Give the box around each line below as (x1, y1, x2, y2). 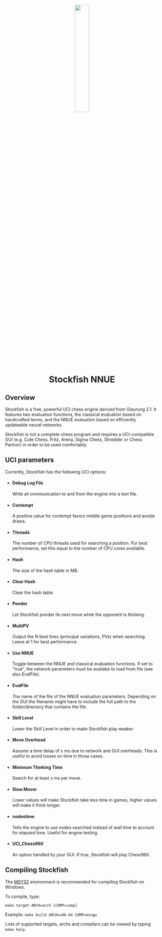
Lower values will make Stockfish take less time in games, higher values (12, 797, 157, 803)
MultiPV (12, 623, 29, 629)
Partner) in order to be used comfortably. (5, 442, 88, 447)
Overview (5, 393, 36, 402)
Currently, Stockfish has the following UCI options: (5, 469, 106, 475)
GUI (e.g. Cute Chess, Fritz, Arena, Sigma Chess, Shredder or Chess (5, 436, 142, 442)
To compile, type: (5, 893, 40, 899)
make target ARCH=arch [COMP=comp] (5, 903, 78, 908)
